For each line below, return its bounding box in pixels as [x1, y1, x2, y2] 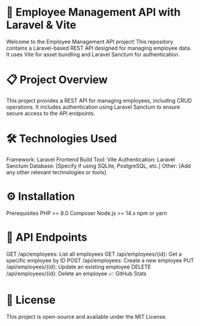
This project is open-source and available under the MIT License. [6, 313, 167, 320]
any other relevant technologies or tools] [6, 168, 107, 176]
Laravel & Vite [6, 18, 77, 32]
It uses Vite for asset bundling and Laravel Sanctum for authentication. [6, 50, 180, 58]
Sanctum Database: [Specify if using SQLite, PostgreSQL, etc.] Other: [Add [6, 162, 191, 169]
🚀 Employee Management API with [6, 5, 181, 19]
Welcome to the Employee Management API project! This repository [6, 38, 174, 45]
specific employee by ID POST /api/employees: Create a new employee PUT [6, 256, 195, 264]
